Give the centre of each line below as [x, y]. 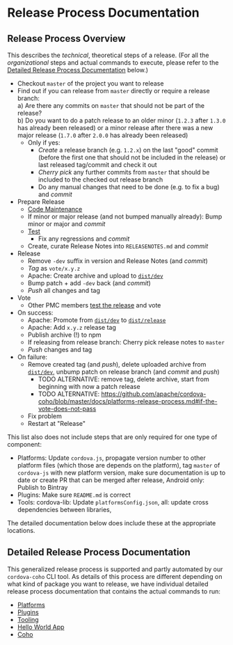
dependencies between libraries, [64, 510]
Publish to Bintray [42, 487]
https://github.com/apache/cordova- [154, 394]
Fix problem [45, 416]
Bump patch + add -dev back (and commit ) [89, 283]
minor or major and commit [66, 224]
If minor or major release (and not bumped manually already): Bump [125, 216]
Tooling [28, 619]
